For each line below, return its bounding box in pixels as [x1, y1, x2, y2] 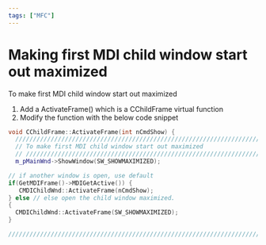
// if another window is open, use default [8, 171, 154, 179]
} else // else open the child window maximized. [8, 193, 176, 202]
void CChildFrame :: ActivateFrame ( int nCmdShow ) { [8, 128, 176, 136]
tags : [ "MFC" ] [8, 11, 55, 20]
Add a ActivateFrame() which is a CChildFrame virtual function [19, 104, 224, 113]
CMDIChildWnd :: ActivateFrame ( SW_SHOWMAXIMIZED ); [15, 209, 179, 216]
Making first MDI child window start [8, 45, 248, 63]
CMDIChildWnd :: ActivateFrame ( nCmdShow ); [18, 186, 154, 194]
